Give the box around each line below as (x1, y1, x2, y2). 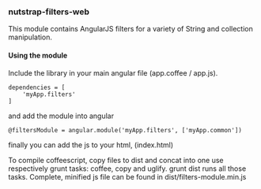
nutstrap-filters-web (8, 6, 89, 17)
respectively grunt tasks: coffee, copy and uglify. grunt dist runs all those (8, 164, 247, 173)
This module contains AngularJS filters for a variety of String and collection (8, 24, 253, 34)
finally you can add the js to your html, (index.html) (8, 140, 174, 150)
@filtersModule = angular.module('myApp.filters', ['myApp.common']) (8, 126, 243, 134)
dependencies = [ (8, 83, 66, 91)
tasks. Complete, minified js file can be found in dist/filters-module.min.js (8, 172, 247, 181)
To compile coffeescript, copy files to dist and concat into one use (8, 155, 224, 165)
